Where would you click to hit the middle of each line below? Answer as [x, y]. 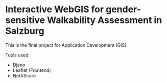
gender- [123, 9]
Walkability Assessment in [104, 20]
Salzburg [25, 31]
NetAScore [24, 75]
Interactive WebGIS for [55, 9]
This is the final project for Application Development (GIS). [67, 45]
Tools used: [17, 55]
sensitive [25, 20]
